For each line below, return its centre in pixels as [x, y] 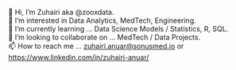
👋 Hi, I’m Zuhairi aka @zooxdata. [61, 12]
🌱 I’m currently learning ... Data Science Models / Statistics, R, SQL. [118, 29]
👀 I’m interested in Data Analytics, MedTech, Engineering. [102, 20]
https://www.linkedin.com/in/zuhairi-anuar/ [79, 57]
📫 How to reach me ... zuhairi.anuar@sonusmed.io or [96, 46]
